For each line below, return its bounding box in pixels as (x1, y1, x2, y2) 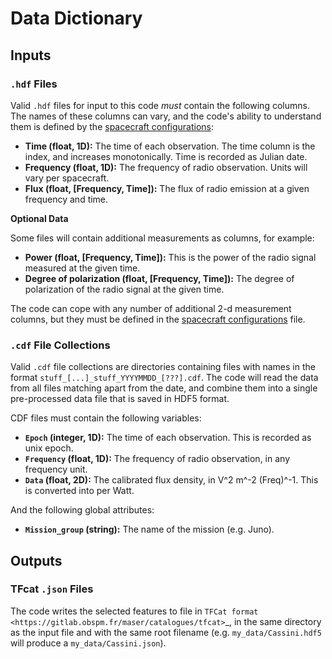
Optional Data (10, 212, 69, 224)
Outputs (10, 552, 63, 569)
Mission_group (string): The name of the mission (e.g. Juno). (24, 523, 275, 536)
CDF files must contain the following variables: (10, 412, 202, 424)
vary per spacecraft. (24, 172, 110, 184)
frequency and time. (24, 193, 109, 205)
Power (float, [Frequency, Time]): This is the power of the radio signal (24, 251, 317, 263)
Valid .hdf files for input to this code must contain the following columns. (10, 99, 310, 111)
